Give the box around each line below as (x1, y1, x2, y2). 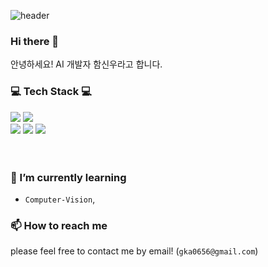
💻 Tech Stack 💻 (10, 85, 92, 99)
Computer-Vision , (24, 193, 96, 205)
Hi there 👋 (10, 34, 60, 48)
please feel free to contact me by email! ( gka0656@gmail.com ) (10, 245, 259, 257)
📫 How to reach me (10, 218, 108, 232)
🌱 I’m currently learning (10, 170, 127, 184)
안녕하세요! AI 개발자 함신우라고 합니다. (10, 58, 163, 70)
